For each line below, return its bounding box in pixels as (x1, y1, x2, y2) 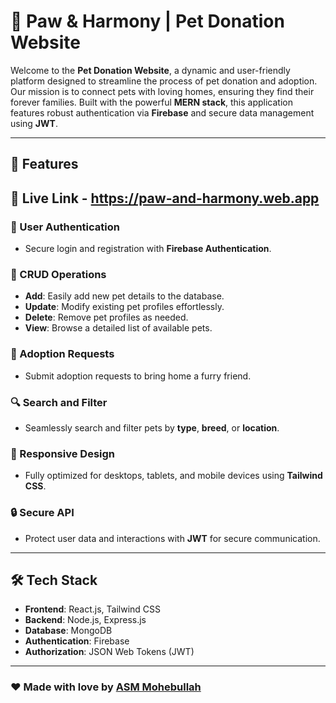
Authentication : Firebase (24, 635, 130, 647)
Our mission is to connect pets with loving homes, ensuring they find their (10, 85, 315, 97)
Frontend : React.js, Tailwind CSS (24, 603, 162, 615)
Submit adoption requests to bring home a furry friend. (24, 370, 252, 382)
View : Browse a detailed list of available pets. (24, 322, 213, 334)
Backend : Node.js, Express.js (24, 614, 147, 626)
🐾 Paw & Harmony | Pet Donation (10, 10, 285, 33)
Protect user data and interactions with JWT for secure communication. (24, 532, 321, 544)
